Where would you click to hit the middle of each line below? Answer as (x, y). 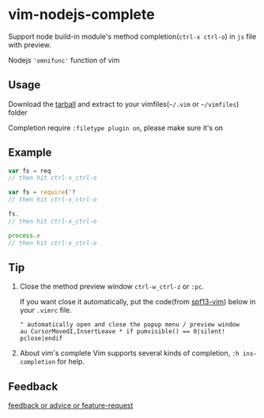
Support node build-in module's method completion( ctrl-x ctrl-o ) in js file (132, 36)
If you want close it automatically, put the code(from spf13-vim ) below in (138, 302)
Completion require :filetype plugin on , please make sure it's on (116, 127)
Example (30, 153)
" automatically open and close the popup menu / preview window (129, 325)
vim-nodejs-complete (82, 15)
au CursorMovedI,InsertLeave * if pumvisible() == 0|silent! (123, 332)
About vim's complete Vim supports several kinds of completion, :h (129, 353)
